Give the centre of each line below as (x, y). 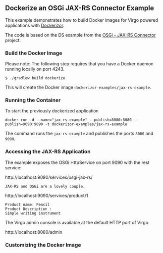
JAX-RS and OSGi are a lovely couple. (45, 186)
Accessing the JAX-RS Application (48, 152)
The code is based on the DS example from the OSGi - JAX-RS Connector (81, 35)
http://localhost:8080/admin (34, 232)
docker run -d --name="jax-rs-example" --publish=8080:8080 (69, 120)
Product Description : (28, 209)
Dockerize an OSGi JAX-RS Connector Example (80, 8)
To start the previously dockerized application (52, 111)
